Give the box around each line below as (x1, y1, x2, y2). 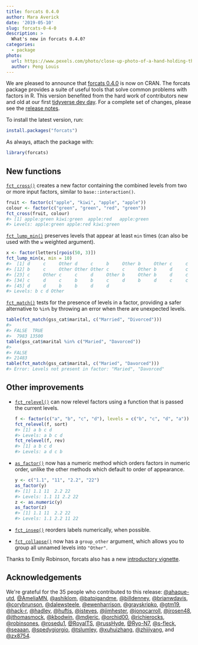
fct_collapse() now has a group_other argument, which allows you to (14, 538, 184, 545)
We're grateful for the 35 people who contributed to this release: (6, 588, 163, 595)
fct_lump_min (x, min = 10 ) (6, 255, 72, 262)
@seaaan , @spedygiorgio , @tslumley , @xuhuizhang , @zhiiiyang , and (6, 626, 174, 633)
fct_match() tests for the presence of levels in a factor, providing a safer (6, 299, 181, 306)
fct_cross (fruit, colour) (6, 210, 70, 216)
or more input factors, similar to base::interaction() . (6, 188, 136, 195)
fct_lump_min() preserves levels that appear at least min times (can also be (6, 232, 189, 239)
